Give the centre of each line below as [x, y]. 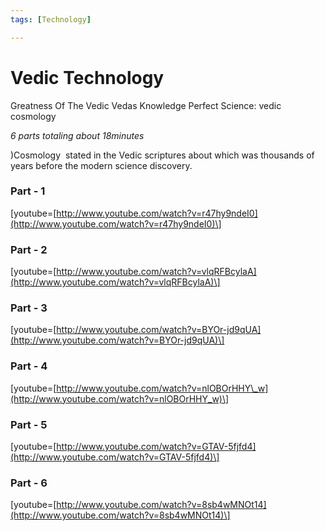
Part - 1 [28, 191]
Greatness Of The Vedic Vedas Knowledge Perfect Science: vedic [146, 105]
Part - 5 [29, 424]
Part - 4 [29, 366]
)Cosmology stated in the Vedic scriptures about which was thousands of [162, 155]
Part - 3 [29, 308]
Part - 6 [29, 483]
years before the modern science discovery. [101, 165]
